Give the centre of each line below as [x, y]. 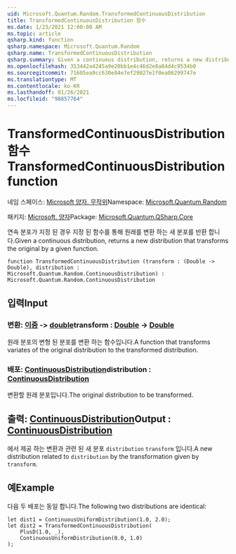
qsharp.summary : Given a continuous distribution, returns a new [105, 60]
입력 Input [27, 303]
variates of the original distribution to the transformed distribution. [103, 350]
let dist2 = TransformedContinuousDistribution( [80, 526]
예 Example [31, 488]
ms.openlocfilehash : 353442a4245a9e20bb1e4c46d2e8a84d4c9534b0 [102, 66]
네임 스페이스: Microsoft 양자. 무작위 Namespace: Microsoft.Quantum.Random [117, 202]
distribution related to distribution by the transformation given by [103, 456]
